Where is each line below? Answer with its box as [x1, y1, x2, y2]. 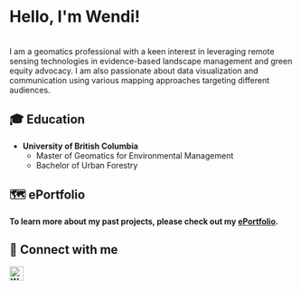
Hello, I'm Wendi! [9, 6, 141, 27]
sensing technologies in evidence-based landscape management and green [9, 55, 293, 66]
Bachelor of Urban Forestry [35, 159, 138, 170]
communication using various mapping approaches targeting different [9, 74, 270, 85]
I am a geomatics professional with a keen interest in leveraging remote [9, 45, 275, 56]
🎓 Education [9, 111, 86, 128]
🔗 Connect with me [9, 242, 118, 257]
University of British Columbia [22, 140, 138, 151]
